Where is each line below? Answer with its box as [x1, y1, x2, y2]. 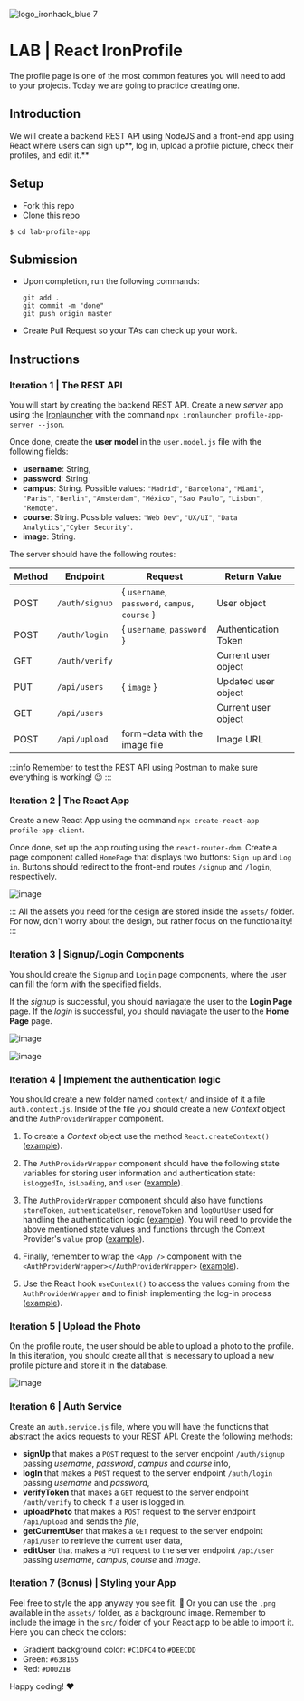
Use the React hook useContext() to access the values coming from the [22, 1278, 290, 1289]
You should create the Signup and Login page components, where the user [9, 968, 287, 979]
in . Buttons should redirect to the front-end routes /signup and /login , [9, 861, 272, 872]
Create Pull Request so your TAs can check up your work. [22, 325, 238, 336]
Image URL [216, 733, 264, 746]
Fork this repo [22, 200, 75, 211]
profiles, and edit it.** [9, 150, 90, 161]
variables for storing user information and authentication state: [22, 1167, 256, 1178]
